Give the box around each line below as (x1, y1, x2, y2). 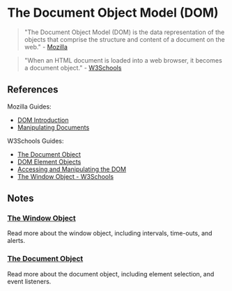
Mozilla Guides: (7, 102, 52, 111)
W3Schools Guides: (7, 136, 64, 145)
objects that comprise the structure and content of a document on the (24, 35, 225, 43)
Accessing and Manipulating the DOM (17, 165, 127, 173)
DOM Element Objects (17, 157, 82, 166)
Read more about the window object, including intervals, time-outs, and (7, 229, 212, 237)
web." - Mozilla (24, 42, 68, 51)
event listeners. (7, 277, 52, 285)
